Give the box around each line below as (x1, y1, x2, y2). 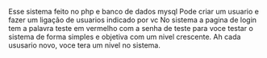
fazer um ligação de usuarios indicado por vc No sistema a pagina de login (8, 15, 257, 25)
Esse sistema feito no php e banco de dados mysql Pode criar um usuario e (8, 7, 260, 16)
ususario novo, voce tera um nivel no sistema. (8, 41, 161, 50)
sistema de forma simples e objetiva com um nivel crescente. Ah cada (8, 32, 241, 41)
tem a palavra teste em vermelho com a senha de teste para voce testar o (8, 24, 254, 33)
